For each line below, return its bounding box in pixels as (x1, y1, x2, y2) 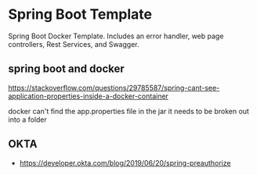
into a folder (8, 115, 47, 124)
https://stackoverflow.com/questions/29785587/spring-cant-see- (8, 83, 220, 92)
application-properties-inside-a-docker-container (8, 91, 168, 101)
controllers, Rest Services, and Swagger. (8, 39, 139, 48)
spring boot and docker (8, 62, 125, 76)
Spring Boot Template (8, 5, 153, 23)
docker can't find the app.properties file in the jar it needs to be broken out (8, 106, 249, 116)
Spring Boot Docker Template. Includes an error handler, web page (8, 31, 224, 41)
